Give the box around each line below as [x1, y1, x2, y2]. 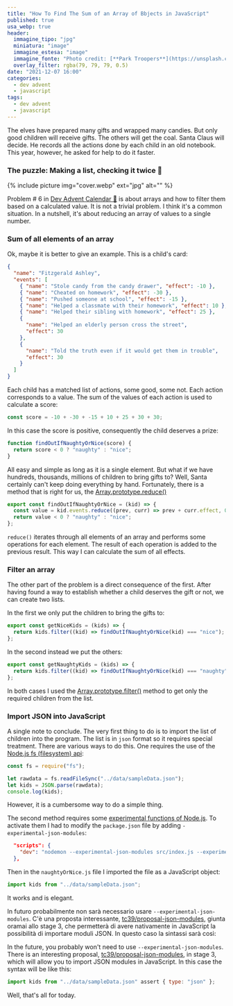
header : [7, 29, 30, 37]
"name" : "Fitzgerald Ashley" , [13, 270, 101, 277]
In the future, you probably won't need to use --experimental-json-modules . [7, 942, 224, 951]
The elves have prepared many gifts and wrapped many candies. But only [7, 126, 218, 134]
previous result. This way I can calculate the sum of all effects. [7, 548, 186, 556]
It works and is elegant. [7, 894, 74, 902]
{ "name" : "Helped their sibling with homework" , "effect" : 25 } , [19, 308, 216, 316]
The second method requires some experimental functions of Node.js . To [7, 814, 217, 823]
